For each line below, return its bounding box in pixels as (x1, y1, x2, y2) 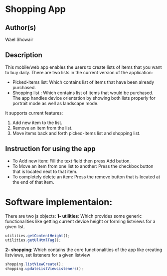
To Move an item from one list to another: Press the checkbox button (12, 163, 154, 169)
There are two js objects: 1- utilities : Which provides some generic (5, 213, 142, 219)
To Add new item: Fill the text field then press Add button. (12, 158, 131, 164)
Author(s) (5, 23, 36, 32)
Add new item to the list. (12, 120, 62, 126)
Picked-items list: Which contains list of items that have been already (12, 79, 155, 85)
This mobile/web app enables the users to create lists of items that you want (5, 64, 162, 70)
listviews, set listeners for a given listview (5, 252, 91, 258)
